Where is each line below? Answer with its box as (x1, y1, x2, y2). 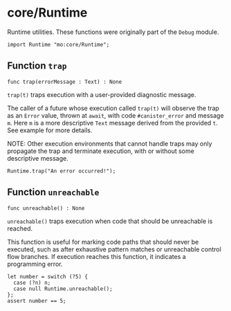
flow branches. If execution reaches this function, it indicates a (7, 252, 187, 260)
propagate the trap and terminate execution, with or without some (7, 147, 195, 155)
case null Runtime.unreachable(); (13, 285, 113, 292)
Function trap (7, 60, 67, 72)
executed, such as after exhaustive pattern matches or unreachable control (7, 245, 221, 254)
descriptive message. (7, 154, 69, 162)
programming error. (7, 260, 63, 268)
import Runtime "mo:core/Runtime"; (7, 41, 110, 48)
